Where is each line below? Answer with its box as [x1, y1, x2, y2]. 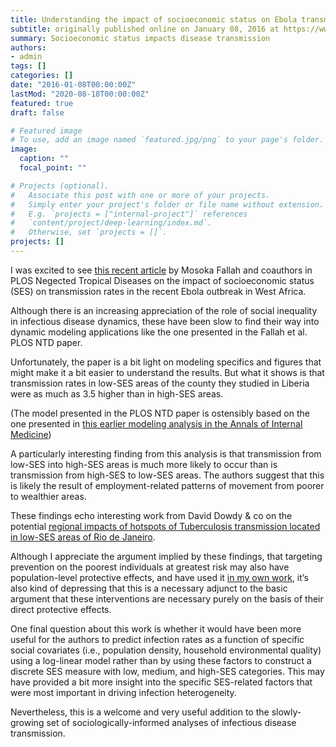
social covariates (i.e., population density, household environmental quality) [10, 644, 322, 656]
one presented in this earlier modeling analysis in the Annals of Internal [10, 417, 303, 430]
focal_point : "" [19, 163, 87, 173]
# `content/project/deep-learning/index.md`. [10, 218, 213, 228]
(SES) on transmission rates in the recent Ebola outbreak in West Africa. [10, 285, 307, 297]
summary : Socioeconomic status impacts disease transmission [10, 33, 271, 43]
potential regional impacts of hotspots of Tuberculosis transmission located [10, 520, 321, 532]
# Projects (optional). [10, 181, 110, 191]
